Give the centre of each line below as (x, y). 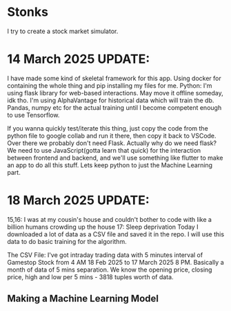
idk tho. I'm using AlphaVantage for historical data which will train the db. (111, 100)
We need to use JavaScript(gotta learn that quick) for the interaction (104, 150)
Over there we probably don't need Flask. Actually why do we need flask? (112, 143)
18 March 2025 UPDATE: (78, 200)
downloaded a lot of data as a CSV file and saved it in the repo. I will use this (116, 234)
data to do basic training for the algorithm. (67, 241)
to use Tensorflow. (33, 115)
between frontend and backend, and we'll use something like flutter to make (115, 158)
